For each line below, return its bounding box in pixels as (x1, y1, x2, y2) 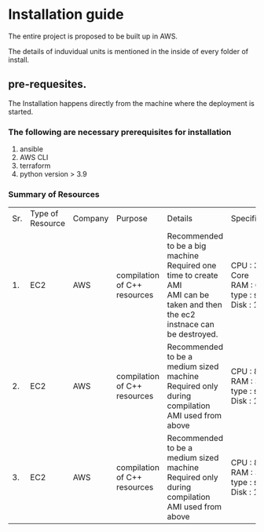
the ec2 (167, 309, 196, 320)
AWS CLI (19, 153, 49, 162)
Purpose (116, 213, 148, 224)
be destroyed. (167, 329, 218, 340)
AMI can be (167, 290, 210, 301)
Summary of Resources (8, 188, 100, 199)
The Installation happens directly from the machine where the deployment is (8, 98, 255, 107)
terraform (19, 161, 51, 170)
